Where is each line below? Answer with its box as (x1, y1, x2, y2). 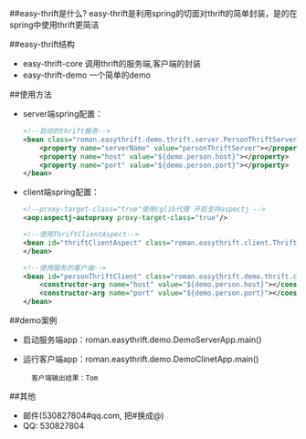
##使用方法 (9, 89, 52, 99)
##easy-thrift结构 (9, 39, 75, 49)
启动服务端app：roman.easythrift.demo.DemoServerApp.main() (22, 334, 262, 345)
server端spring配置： (22, 109, 103, 119)
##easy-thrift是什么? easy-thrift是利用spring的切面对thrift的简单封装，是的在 (9, 8, 298, 18)
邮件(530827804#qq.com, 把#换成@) (22, 410, 164, 421)
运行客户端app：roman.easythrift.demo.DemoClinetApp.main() (22, 354, 259, 364)
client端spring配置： (22, 186, 100, 198)
